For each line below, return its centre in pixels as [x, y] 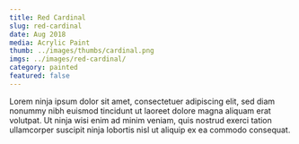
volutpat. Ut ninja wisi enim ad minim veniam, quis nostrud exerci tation [141, 120]
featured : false [40, 76]
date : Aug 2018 [38, 34]
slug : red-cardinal [46, 26]
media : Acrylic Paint [50, 42]
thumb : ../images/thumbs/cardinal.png [82, 51]
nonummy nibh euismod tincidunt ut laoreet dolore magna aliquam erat [140, 110]
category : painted [44, 68]
